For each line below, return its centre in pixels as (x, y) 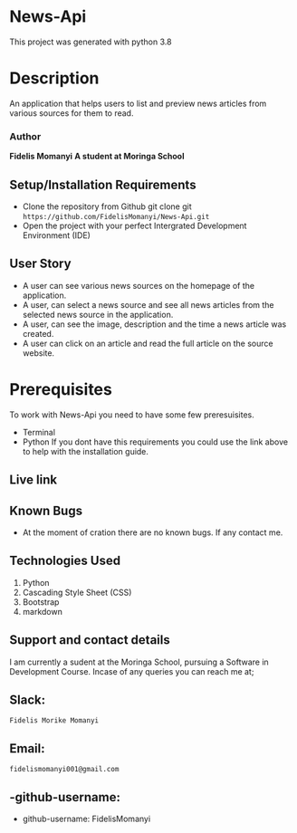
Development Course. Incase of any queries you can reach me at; (132, 671)
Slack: (28, 699)
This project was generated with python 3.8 (91, 42)
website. (38, 353)
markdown (43, 611)
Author (25, 136)
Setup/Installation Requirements (103, 184)
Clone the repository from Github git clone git (107, 206)
